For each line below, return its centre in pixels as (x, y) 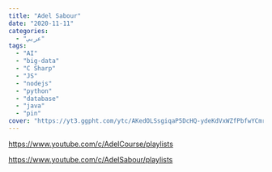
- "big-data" (38, 61)
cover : (19, 121)
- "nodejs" (34, 83)
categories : (28, 31)
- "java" (30, 106)
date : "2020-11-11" (41, 23)
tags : (17, 46)
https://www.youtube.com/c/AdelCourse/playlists (91, 144)
